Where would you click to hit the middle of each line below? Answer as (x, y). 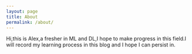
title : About (22, 17)
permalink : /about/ (30, 22)
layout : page (22, 11)
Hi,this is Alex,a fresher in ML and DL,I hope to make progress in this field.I (96, 39)
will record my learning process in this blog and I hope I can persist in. (91, 45)
